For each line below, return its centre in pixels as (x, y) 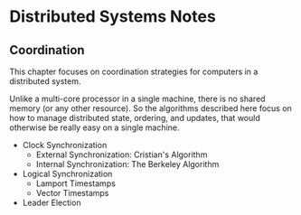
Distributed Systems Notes (113, 17)
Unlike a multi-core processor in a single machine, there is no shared (137, 98)
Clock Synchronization (65, 145)
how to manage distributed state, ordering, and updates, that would (135, 118)
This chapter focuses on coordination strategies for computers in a (134, 71)
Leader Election (52, 202)
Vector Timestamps (72, 193)
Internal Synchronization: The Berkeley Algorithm (127, 164)
